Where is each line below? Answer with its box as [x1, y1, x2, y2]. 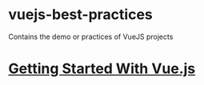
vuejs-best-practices [8, 6, 154, 24]
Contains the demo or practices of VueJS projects [8, 32, 174, 41]
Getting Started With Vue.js [8, 60, 196, 78]
